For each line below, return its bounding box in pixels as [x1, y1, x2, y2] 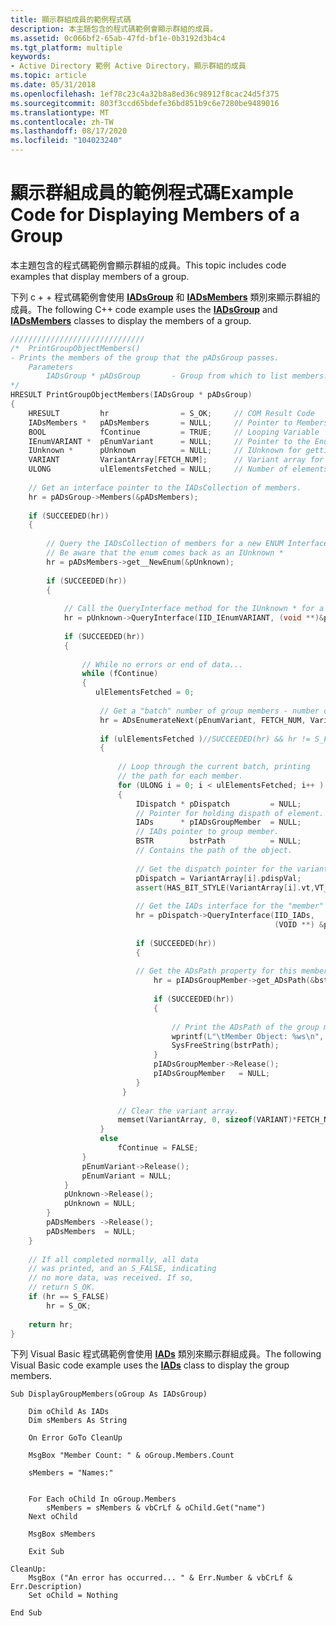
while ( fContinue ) [81, 669, 159, 679]
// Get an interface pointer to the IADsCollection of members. [28, 482, 302, 493]
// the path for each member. [117, 771, 244, 781]
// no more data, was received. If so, [28, 1273, 195, 1283]
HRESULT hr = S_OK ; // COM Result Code [28, 408, 315, 418]
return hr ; [28, 1319, 74, 1330]
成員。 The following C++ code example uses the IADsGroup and [10, 303, 278, 315]
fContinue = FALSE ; [117, 1143, 199, 1153]
